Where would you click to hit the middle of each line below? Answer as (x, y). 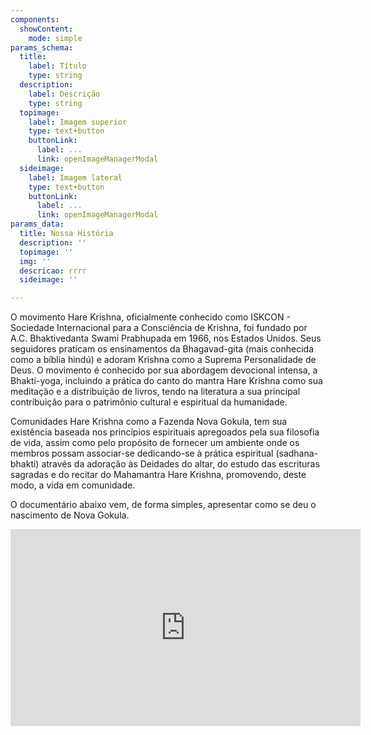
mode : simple (55, 38)
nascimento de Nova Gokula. (70, 515)
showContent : (46, 29)
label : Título (57, 66)
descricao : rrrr (53, 271)
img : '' (35, 261)
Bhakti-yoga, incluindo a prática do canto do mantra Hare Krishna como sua (166, 381)
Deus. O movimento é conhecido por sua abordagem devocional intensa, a (164, 370)
